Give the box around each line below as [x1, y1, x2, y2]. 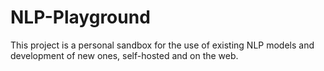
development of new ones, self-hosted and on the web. [10, 49, 239, 61]
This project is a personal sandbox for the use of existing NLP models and [10, 39, 315, 51]
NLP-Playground [10, 6, 151, 29]
